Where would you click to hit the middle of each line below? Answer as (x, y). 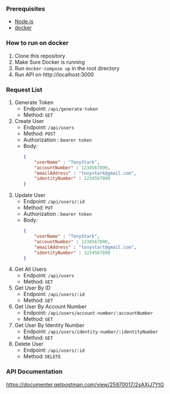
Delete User (29, 344)
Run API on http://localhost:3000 (54, 74)
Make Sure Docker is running (50, 62)
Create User (29, 121)
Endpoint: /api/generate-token (61, 108)
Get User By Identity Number (50, 325)
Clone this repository (40, 56)
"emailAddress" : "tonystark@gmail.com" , (85, 173)
